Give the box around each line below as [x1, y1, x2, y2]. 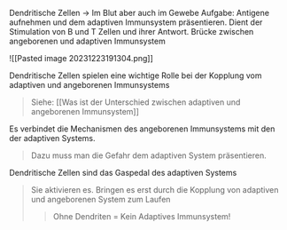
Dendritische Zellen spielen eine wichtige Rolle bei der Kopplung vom [9, 70, 262, 81]
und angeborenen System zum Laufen [30, 194, 171, 204]
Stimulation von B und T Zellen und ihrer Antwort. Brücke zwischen [9, 27, 254, 36]
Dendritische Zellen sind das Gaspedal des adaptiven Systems [9, 168, 237, 178]
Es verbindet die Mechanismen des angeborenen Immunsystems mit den [9, 123, 275, 134]
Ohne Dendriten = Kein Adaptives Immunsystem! [52, 211, 231, 221]
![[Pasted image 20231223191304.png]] [9, 53, 153, 63]
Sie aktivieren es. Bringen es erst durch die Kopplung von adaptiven [30, 185, 279, 194]
